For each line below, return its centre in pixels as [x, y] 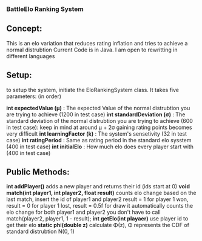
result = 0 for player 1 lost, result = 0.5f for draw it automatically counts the [100, 206]
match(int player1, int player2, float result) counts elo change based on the [101, 193]
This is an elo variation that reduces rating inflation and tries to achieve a [97, 43]
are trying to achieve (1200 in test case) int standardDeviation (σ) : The [96, 114]
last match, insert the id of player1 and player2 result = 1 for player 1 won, [97, 199]
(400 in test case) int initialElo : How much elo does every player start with [100, 147]
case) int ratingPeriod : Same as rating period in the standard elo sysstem [99, 140]
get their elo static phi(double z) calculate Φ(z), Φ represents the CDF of [98, 225]
